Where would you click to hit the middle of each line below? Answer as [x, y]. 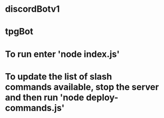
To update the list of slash [59, 76]
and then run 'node [45, 97]
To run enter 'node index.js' [62, 54]
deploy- [102, 97]
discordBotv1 [33, 9]
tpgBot [19, 32]
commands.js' [35, 108]
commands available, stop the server [82, 87]
